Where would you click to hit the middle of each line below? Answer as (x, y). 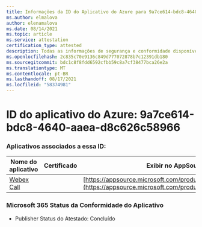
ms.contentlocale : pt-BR (37, 74)
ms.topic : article (29, 34)
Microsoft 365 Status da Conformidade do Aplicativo (85, 205)
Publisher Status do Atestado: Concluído (65, 219)
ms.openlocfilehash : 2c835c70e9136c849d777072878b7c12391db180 (87, 57)
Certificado (61, 165)
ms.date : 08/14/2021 (32, 29)
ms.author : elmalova (32, 18)
